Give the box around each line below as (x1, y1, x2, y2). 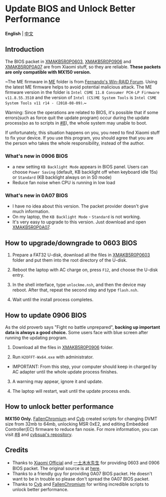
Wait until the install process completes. (12, 296, 94, 303)
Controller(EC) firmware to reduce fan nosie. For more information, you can (5, 426, 158, 432)
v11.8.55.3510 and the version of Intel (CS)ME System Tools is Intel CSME (5, 94, 157, 100)
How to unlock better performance (5, 403, 114, 411)
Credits (5, 446, 29, 454)
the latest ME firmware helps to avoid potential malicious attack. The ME (5, 84, 152, 90)
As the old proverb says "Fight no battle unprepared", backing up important (5, 324, 161, 330)
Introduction (5, 45, 44, 54)
